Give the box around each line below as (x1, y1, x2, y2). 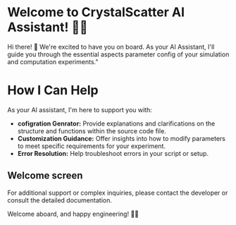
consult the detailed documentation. (7, 195, 113, 205)
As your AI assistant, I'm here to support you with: (7, 105, 153, 114)
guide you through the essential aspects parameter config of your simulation (7, 50, 230, 59)
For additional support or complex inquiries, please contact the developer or (7, 188, 228, 197)
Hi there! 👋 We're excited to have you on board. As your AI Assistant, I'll (7, 42, 215, 51)
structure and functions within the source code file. (17, 126, 167, 135)
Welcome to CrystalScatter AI (7, 4, 185, 20)
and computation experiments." (7, 57, 99, 66)
